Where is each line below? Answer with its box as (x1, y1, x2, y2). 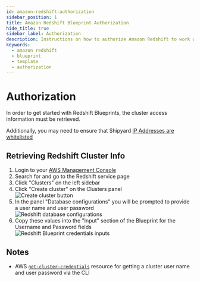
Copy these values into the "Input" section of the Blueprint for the (14, 217, 176, 224)
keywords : (6, 42, 31, 48)
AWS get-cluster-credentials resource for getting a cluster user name (14, 262, 190, 270)
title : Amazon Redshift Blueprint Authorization (6, 20, 129, 26)
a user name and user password (14, 205, 94, 212)
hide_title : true (6, 25, 49, 32)
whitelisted (6, 133, 33, 140)
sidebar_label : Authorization (6, 31, 82, 37)
